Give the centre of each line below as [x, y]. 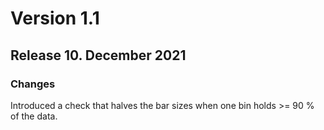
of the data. [34, 116]
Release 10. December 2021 [98, 55]
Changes [33, 84]
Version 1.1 [55, 18]
